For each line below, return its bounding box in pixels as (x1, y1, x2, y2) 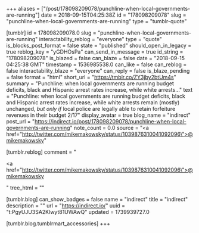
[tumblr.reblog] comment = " (6, 148, 76, 156)
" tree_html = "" (6, 184, 45, 191)
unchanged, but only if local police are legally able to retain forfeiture (6, 105, 176, 112)
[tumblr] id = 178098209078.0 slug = (6, 29, 97, 36)
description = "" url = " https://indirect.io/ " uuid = (6, 202, 126, 209)
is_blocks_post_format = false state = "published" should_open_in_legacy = (6, 42, 192, 49)
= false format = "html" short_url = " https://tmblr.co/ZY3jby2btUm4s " (6, 74, 177, 80)
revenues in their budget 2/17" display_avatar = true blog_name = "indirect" (6, 111, 191, 119)
